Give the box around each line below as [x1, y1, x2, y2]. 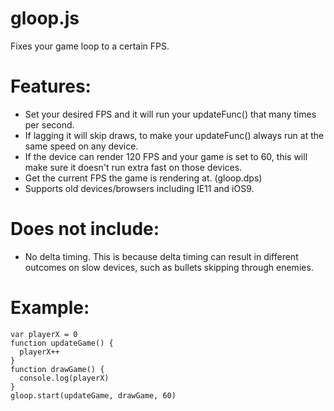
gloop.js [10, 7, 80, 30]
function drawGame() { [10, 364, 105, 374]
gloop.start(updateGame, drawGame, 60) [10, 390, 177, 401]
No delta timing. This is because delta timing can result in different [24, 250, 299, 262]
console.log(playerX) [19, 373, 110, 383]
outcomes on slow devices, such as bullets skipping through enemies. [24, 261, 314, 273]
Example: [10, 297, 90, 319]
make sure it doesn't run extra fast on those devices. [24, 161, 243, 173]
